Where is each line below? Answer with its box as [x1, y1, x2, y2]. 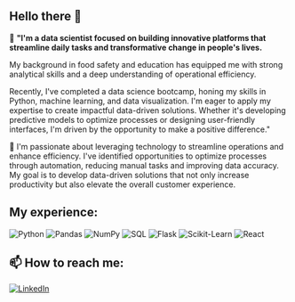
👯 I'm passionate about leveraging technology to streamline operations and [9, 141, 284, 151]
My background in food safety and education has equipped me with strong [9, 59, 283, 69]
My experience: [9, 205, 99, 220]
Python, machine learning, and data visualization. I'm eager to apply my [9, 95, 271, 106]
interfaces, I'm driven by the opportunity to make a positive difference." [9, 124, 271, 135]
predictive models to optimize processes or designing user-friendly [9, 114, 256, 125]
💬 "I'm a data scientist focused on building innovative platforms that [9, 32, 267, 43]
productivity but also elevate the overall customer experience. [9, 179, 236, 190]
